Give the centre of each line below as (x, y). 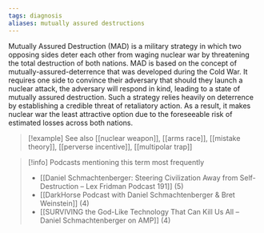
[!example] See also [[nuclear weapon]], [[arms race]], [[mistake (134, 138)
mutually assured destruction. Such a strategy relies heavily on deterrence (131, 97)
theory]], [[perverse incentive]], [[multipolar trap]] (110, 147)
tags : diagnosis (35, 16)
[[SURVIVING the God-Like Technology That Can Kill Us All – (140, 211)
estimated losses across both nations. (71, 123)
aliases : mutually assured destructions (77, 23)
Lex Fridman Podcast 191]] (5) (134, 186)
